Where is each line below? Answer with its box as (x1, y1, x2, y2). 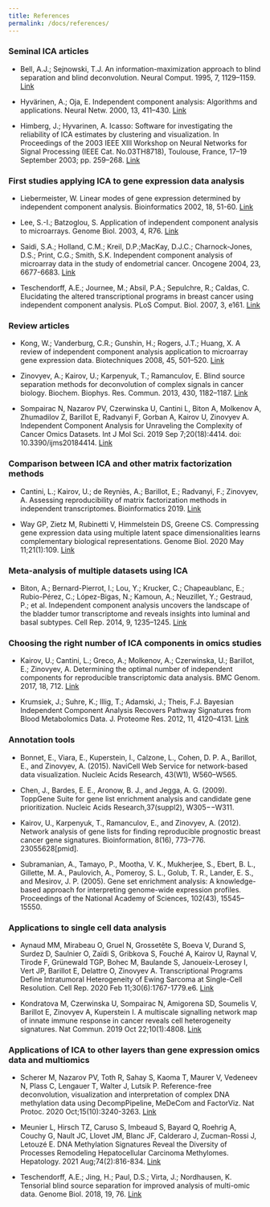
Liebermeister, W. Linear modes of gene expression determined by (19, 194, 241, 204)
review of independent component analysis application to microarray (19, 347, 248, 356)
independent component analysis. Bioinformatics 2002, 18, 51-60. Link (19, 202, 254, 212)
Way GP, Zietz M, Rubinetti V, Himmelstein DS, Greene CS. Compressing (19, 519, 260, 529)
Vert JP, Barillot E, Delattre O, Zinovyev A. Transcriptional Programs (19, 966, 243, 975)
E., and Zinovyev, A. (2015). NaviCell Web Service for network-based (19, 761, 248, 771)
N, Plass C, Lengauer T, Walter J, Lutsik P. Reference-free (19, 1081, 212, 1091)
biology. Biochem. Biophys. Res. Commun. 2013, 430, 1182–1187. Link (19, 388, 248, 398)
